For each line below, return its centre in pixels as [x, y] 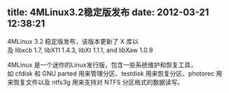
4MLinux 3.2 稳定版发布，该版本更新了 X [66, 41]
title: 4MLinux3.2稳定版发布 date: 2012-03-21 [108, 12]
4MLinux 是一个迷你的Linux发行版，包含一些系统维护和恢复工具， [102, 65]
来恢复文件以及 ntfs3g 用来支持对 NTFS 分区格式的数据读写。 [96, 82]
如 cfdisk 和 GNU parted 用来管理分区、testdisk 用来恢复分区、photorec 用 [115, 73]
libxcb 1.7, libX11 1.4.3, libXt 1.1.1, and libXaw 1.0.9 [84, 50]
